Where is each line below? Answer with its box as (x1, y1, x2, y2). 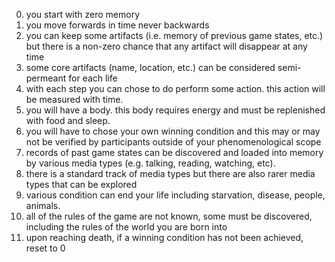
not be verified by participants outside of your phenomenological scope (25, 136, 322, 148)
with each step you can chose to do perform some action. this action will (25, 83, 326, 94)
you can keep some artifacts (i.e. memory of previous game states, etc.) (25, 30, 324, 41)
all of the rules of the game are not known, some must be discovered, (25, 210, 313, 222)
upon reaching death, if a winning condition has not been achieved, (25, 232, 304, 243)
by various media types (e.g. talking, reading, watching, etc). (25, 157, 276, 169)
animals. (25, 200, 61, 211)
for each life (68, 72, 118, 84)
